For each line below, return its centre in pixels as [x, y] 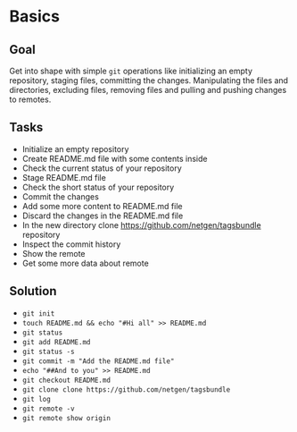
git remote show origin [66, 418]
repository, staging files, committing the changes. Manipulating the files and [148, 80]
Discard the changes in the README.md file [103, 216]
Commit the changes [61, 196]
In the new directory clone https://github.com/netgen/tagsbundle [141, 224]
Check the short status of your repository [98, 187]
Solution [33, 291]
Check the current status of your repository [102, 168]
